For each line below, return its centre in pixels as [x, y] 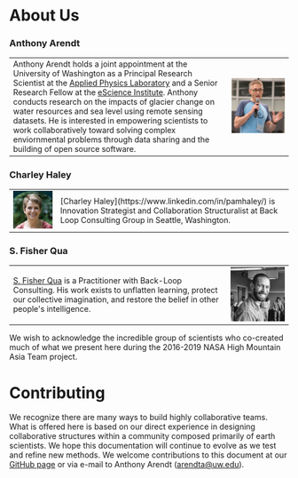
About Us [44, 16]
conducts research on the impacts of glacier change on [114, 102]
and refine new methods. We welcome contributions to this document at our [148, 455]
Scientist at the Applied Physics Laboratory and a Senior [115, 83]
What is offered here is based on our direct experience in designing [132, 426]
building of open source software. [74, 149]
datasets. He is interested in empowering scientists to [110, 121]
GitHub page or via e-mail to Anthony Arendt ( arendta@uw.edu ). [127, 465]
